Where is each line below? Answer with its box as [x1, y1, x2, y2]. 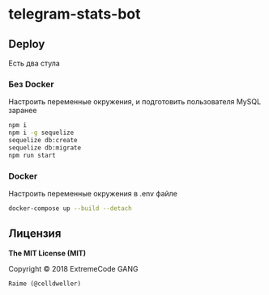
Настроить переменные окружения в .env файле [8, 188, 178, 198]
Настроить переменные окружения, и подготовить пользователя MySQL [8, 97, 262, 107]
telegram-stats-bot [8, 5, 141, 23]
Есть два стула [8, 58, 61, 68]
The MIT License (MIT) [8, 248, 87, 258]
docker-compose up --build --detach [8, 204, 132, 213]
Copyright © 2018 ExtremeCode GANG [8, 263, 139, 273]
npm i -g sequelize [8, 129, 75, 137]
